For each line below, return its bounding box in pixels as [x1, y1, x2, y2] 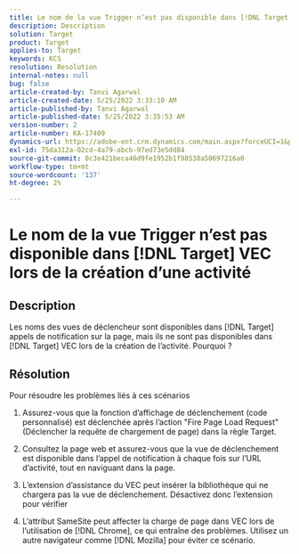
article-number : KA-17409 [9, 129, 105, 138]
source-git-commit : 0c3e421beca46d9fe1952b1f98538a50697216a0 [9, 153, 245, 163]
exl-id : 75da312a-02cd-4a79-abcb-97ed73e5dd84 [9, 145, 185, 154]
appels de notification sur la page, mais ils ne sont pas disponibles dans [9, 331, 273, 342]
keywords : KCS [9, 54, 62, 63]
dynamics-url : [9, 137, 62, 146]
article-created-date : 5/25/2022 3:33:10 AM [9, 95, 177, 105]
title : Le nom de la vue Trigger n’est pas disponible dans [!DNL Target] [9, 12, 293, 22]
